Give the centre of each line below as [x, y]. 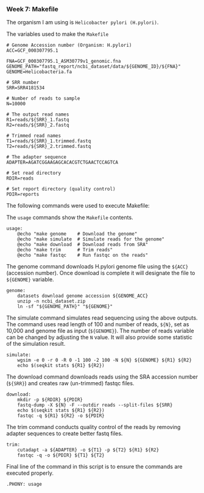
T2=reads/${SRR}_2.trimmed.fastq [49, 147]
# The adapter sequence [37, 157]
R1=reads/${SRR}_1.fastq [38, 120]
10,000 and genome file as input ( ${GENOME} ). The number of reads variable [100, 331]
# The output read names [38, 114]
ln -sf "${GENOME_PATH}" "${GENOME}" [65, 307]
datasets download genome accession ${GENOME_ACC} [83, 296]
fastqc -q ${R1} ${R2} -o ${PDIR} [61, 416]
